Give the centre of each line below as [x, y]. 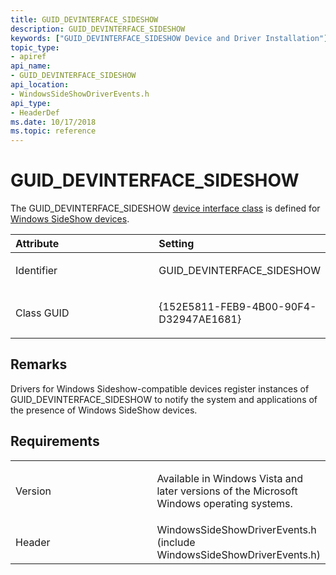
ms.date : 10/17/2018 [53, 122]
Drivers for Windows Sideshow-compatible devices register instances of [160, 388]
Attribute [37, 244]
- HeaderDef [35, 112]
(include [176, 542]
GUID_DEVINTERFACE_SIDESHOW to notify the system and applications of [164, 399]
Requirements [55, 441]
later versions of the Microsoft [227, 491]
